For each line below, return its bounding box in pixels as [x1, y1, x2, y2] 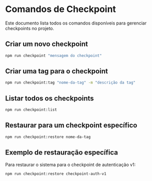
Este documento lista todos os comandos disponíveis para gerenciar [5, 20, 147, 26]
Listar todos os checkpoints [5, 94, 94, 102]
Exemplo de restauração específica [5, 148, 118, 157]
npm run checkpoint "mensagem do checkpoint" [5, 53, 102, 58]
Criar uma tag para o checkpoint [5, 67, 108, 75]
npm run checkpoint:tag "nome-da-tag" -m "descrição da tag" [5, 80, 136, 85]
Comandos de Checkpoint [5, 3, 116, 15]
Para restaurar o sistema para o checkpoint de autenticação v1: [5, 161, 136, 167]
